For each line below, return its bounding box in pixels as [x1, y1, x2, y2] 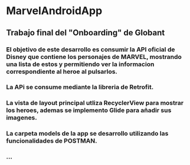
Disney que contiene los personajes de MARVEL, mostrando [6, 52, 182, 61]
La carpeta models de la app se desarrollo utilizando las [6, 130, 169, 138]
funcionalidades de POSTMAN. [6, 137, 97, 145]
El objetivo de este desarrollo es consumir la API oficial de [6, 45, 175, 54]
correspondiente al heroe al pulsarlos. [6, 67, 118, 75]
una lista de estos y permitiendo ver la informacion [6, 60, 155, 68]
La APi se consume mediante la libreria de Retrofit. [6, 83, 154, 91]
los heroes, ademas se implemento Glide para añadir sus [6, 106, 172, 114]
